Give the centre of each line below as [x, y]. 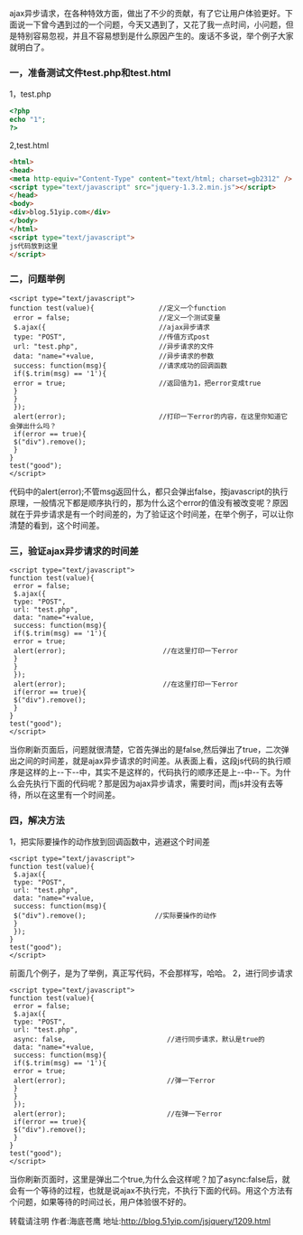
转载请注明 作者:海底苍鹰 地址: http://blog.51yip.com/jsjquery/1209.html [140, 1221]
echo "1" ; [28, 120]
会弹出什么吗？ [33, 426]
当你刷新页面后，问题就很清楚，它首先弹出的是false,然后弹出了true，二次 [146, 750]
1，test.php [30, 94]
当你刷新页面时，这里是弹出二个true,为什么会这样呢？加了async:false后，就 [150, 1179]
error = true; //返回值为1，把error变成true [137, 383]
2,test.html [29, 145]
